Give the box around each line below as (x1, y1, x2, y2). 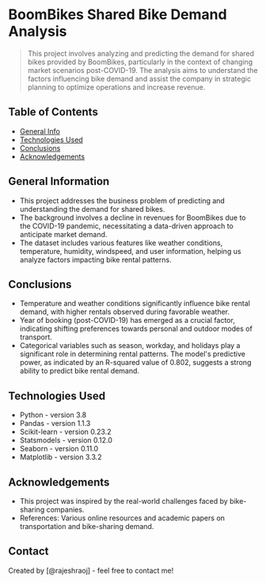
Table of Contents (8, 105, 99, 119)
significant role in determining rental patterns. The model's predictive (19, 349, 246, 359)
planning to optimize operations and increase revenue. (27, 82, 206, 92)
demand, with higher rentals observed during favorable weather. (19, 307, 230, 316)
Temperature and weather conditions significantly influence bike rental (19, 299, 251, 309)
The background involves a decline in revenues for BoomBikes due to (19, 213, 247, 222)
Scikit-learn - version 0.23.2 (19, 427, 112, 437)
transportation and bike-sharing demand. (19, 522, 154, 531)
